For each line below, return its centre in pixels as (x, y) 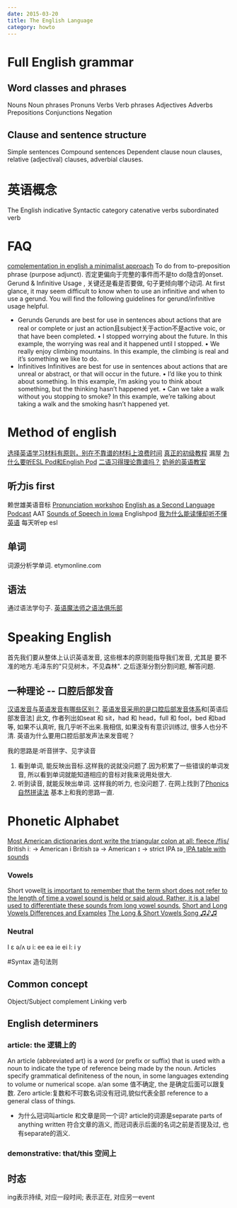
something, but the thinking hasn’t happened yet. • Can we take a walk (121, 389)
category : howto (31, 27)
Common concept (48, 984)
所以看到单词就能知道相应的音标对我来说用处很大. (99, 775)
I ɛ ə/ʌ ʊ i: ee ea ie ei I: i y (44, 947)
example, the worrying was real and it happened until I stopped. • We (118, 344)
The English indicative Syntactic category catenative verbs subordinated (113, 210)
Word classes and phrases (67, 88)
